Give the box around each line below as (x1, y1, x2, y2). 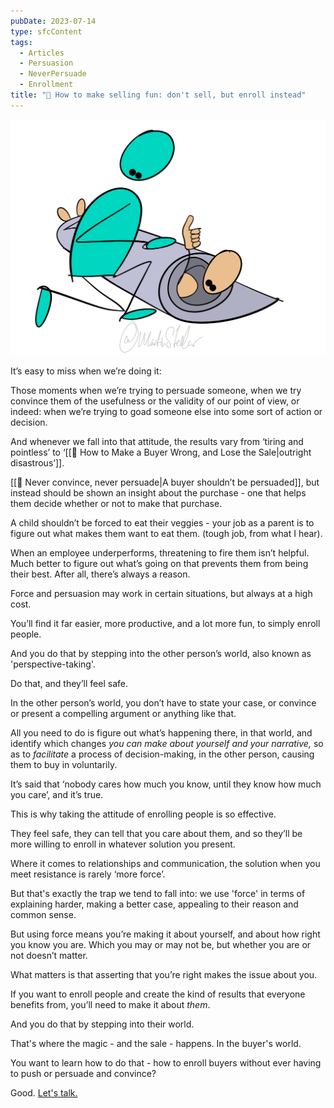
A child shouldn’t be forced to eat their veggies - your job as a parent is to (10, 517, 315, 529)
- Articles (19, 48, 65, 58)
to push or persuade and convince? (10, 1068, 157, 1080)
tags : (10, 37, 33, 47)
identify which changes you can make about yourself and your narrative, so (10, 738, 324, 750)
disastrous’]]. (10, 457, 65, 469)
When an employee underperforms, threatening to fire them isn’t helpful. (10, 547, 310, 559)
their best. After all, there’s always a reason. (10, 568, 191, 580)
